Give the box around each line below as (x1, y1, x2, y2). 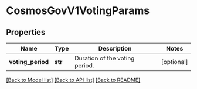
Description (98, 45, 132, 52)
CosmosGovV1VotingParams (6, 4, 150, 17)
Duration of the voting (74, 54, 135, 62)
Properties (6, 27, 46, 37)
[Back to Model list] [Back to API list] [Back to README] (6, 77, 141, 83)
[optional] (161, 58, 188, 66)
